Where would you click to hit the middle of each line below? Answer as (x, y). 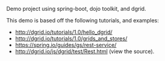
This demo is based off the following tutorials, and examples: (83, 20)
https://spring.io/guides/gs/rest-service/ (66, 45)
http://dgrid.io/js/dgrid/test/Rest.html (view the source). (85, 51)
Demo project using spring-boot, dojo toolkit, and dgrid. (76, 9)
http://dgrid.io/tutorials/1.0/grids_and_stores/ (71, 38)
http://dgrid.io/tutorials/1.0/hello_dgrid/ (64, 32)
